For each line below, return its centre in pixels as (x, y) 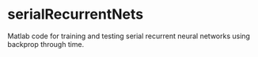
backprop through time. (46, 44)
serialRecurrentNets (76, 14)
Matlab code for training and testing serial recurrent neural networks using (129, 36)
